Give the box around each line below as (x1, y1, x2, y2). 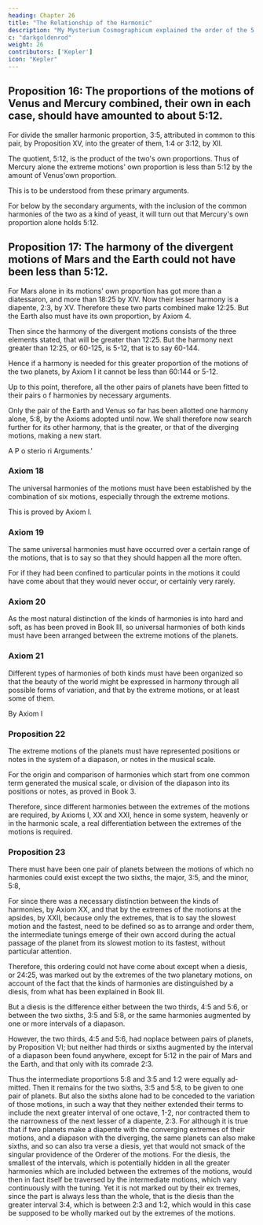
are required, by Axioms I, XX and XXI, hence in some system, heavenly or (8, 810, 249, 820)
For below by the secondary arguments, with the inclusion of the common (8, 201, 247, 210)
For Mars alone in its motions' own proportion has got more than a (8, 286, 222, 295)
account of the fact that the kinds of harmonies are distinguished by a (8, 979, 234, 988)
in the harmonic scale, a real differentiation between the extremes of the (8, 818, 242, 827)
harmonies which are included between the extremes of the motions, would (8, 1167, 253, 1176)
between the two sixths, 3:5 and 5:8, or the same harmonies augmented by (8, 1011, 251, 1020)
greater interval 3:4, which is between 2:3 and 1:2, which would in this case (8, 1200, 251, 1209)
